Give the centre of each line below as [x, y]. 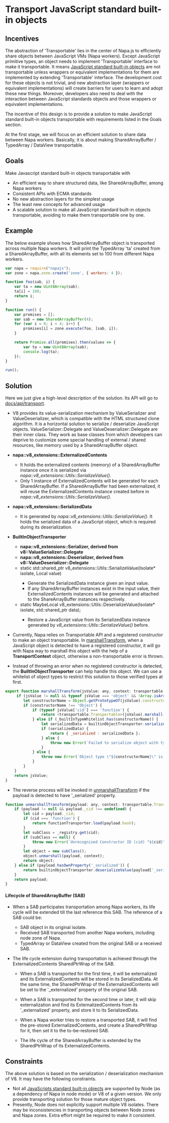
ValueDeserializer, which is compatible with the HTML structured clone [86, 419]
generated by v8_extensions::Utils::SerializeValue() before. [88, 625]
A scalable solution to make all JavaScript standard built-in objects [81, 210]
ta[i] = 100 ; [28, 291]
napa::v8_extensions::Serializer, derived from [69, 547]
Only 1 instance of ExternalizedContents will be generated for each [89, 481]
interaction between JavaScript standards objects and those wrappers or [81, 99]
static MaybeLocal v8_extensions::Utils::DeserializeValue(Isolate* [88, 605]
